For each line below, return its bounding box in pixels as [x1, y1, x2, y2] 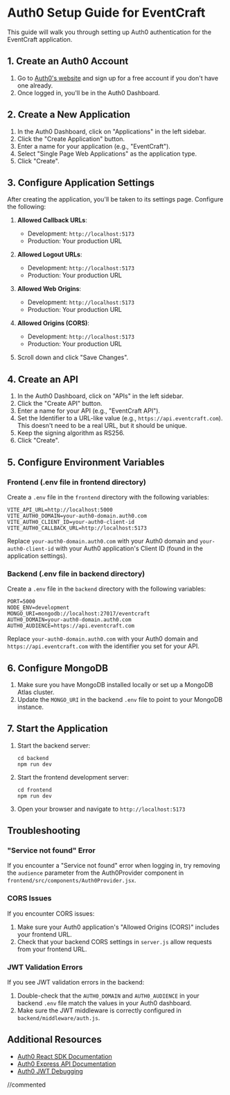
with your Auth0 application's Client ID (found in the [55, 544, 203, 552]
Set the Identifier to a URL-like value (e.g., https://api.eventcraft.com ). [17, 414, 223, 422]
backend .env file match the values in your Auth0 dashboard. [17, 999, 192, 1007]
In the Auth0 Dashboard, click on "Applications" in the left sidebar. [17, 127, 206, 135]
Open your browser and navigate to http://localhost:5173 [17, 805, 186, 813]
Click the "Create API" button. [17, 400, 103, 408]
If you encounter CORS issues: [7, 909, 95, 918]
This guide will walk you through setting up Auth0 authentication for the [7, 28, 212, 36]
